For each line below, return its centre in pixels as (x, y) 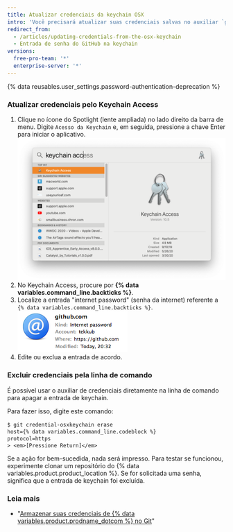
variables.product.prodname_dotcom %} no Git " (86, 521)
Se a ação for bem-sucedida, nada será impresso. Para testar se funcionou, (115, 458)
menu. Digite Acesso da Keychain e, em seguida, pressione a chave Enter (121, 127)
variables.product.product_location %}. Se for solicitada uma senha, (105, 473)
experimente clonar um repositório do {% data (74, 465)
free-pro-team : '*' (42, 59)
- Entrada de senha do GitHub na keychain (76, 44)
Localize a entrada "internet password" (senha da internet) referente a (118, 300)
